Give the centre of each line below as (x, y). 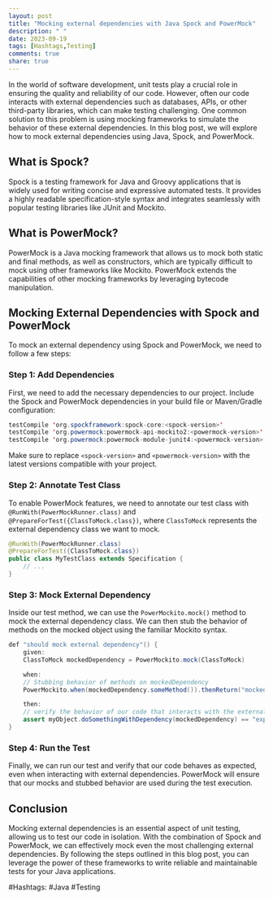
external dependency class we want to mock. (84, 529)
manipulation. (31, 287)
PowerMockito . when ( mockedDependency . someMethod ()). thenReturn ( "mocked (145, 690)
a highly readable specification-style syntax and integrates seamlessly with (134, 199)
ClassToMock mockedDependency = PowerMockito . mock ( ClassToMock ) (134, 660)
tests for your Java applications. (62, 872)
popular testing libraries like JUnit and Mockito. (87, 208)
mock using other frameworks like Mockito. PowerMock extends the (123, 270)
